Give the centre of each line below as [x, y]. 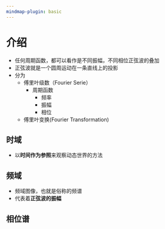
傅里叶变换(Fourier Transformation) [66, 120]
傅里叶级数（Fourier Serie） [57, 82]
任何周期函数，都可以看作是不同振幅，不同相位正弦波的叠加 [87, 60]
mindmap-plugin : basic [34, 12]
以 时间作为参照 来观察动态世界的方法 [59, 155]
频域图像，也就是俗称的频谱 [48, 191]
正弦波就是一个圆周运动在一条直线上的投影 [66, 67]
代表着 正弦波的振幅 [38, 198]
